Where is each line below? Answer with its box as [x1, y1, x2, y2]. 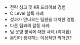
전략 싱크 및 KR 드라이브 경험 [9, 4, 66, 10]
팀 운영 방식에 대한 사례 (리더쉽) [9, 29, 72, 34]
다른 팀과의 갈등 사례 [9, 22, 50, 28]
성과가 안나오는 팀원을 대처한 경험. [9, 17, 76, 22]
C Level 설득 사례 [9, 10, 44, 16]
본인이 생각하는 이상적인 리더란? [9, 35, 72, 41]
